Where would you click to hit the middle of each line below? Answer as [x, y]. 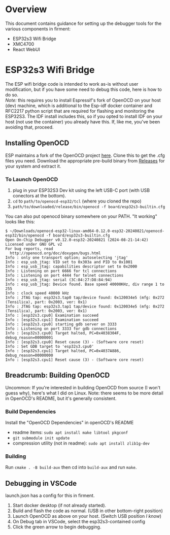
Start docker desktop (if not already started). [59, 506]
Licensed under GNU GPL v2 [34, 244]
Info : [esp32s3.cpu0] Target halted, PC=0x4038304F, [63, 333]
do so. [12, 94]
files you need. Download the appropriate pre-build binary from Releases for [85, 160]
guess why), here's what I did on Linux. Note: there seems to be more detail [84, 393]
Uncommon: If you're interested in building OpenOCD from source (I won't [83, 387]
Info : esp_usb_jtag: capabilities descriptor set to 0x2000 [71, 266]
